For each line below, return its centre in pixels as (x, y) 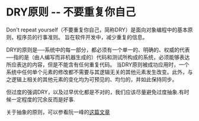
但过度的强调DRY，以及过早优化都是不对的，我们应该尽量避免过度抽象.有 (95, 92)
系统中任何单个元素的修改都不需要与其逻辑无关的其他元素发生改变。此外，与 (99, 72)
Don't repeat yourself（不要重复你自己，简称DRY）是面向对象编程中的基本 (97, 30)
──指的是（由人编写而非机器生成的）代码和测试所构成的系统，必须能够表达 (98, 57)
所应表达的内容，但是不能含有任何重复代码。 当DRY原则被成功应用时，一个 (98, 64)
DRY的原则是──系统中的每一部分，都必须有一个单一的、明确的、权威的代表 (98, 50)
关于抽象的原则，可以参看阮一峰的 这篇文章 (58, 112)
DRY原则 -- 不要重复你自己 (71, 12)
